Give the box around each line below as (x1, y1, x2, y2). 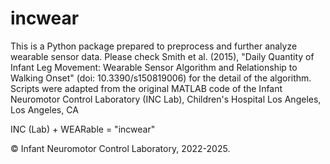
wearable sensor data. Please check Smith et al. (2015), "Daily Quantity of (10, 50, 315, 62)
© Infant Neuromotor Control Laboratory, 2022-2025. (10, 142, 231, 154)
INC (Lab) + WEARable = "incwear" (10, 123, 156, 135)
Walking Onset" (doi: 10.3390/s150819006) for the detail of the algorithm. (10, 72, 312, 84)
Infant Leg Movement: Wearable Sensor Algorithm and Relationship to (10, 61, 298, 73)
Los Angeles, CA (10, 103, 79, 116)
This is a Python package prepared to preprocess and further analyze (10, 40, 298, 52)
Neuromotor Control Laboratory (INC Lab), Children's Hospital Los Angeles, (10, 93, 322, 105)
